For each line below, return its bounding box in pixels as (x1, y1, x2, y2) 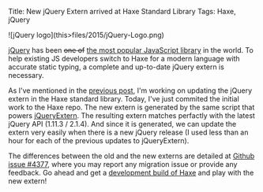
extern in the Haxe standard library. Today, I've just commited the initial (8, 94, 239, 103)
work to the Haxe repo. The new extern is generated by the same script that (8, 102, 255, 112)
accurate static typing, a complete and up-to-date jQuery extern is (8, 62, 225, 72)
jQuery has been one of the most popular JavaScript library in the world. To (8, 46, 254, 54)
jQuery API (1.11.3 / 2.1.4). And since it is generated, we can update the (8, 120, 237, 128)
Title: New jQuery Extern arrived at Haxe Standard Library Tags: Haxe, (8, 7, 236, 16)
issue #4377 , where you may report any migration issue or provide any (8, 160, 238, 168)
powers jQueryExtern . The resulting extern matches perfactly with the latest (8, 111, 255, 120)
